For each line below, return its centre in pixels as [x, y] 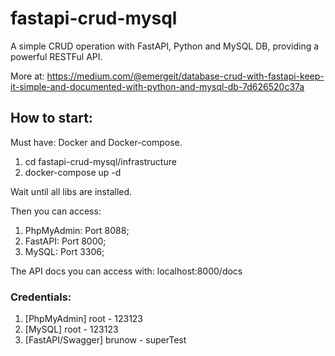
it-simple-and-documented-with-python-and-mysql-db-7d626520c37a [157, 86]
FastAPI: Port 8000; [65, 241]
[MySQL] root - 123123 [71, 329]
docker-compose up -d [73, 172]
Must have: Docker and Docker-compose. [96, 142]
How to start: [51, 118]
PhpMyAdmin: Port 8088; [77, 230]
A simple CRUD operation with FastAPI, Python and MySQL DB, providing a [165, 46]
